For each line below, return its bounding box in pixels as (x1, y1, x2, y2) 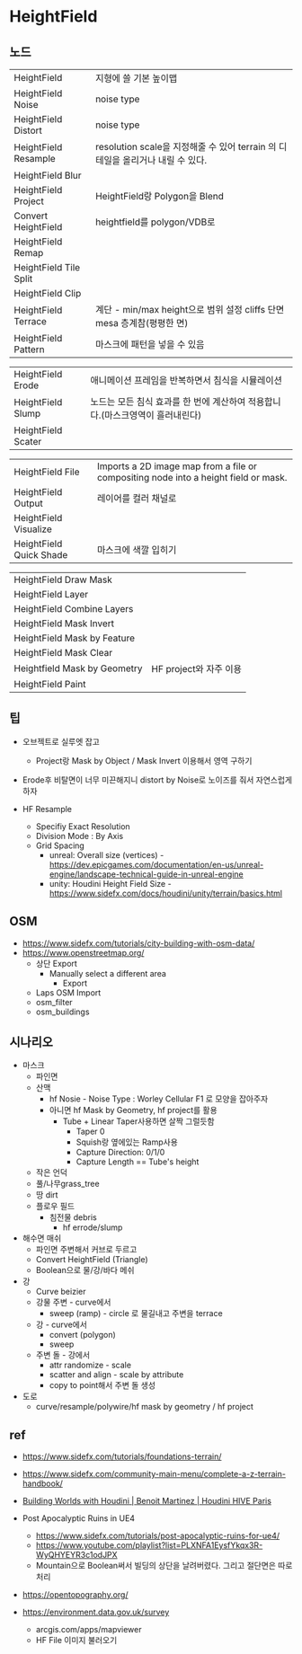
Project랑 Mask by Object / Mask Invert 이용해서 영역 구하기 (35, 755, 253, 765)
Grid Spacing (35, 840, 85, 851)
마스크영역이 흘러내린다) (104, 409, 202, 421)
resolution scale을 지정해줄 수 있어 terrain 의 (95, 141, 277, 153)
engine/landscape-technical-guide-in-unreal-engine (49, 869, 244, 880)
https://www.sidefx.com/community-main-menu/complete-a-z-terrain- (22, 1469, 286, 1480)
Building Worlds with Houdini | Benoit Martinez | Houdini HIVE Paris (22, 1496, 272, 1507)
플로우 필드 (35, 1201, 75, 1212)
